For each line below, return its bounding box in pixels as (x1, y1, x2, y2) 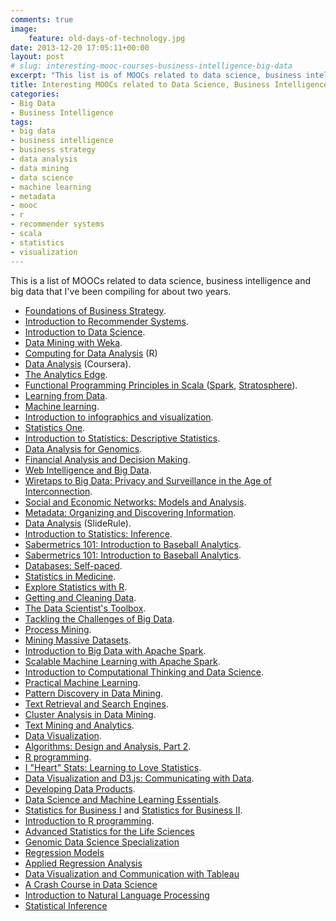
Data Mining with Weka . (24, 336, 123, 348)
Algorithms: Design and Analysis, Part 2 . (24, 740, 192, 752)
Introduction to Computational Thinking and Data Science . (24, 666, 265, 678)
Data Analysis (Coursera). (24, 357, 132, 370)
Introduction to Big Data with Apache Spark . (24, 644, 207, 656)
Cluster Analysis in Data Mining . (24, 708, 157, 720)
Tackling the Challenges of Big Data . (24, 612, 175, 625)
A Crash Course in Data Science (24, 878, 158, 890)
